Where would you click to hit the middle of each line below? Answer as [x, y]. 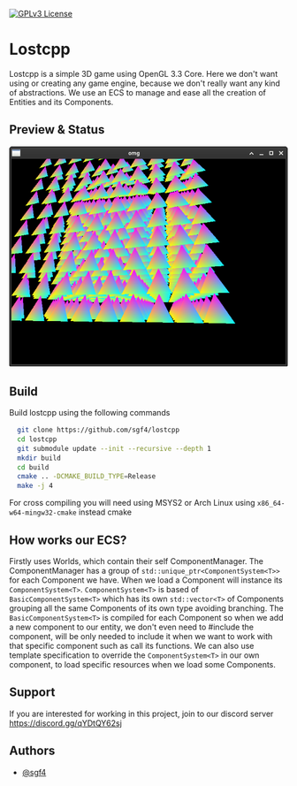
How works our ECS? [68, 540]
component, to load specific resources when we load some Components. [143, 665]
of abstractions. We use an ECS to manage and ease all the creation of [138, 92]
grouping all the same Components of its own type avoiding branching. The [147, 608]
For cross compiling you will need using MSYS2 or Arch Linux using [132, 503]
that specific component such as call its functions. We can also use [132, 646]
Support [32, 693]
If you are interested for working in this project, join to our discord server [141, 714]
